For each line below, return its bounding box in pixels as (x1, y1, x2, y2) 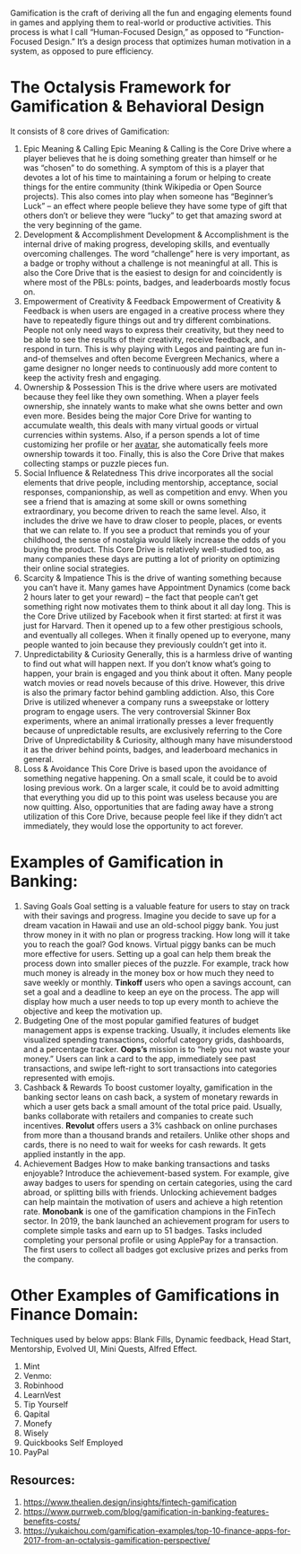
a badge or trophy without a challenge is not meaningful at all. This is (22, 258, 279, 268)
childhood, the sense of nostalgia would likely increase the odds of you (22, 534, 286, 545)
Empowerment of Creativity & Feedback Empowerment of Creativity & (22, 295, 281, 306)
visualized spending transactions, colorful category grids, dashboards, (22, 1034, 285, 1045)
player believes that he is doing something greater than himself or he (22, 153, 278, 163)
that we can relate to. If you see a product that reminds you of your (22, 524, 271, 535)
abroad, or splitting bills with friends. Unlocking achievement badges (22, 1187, 277, 1198)
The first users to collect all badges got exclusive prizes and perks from (22, 1243, 288, 1255)
